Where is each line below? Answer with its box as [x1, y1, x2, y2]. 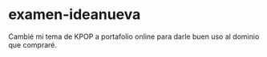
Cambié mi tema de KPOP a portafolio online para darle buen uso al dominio [8, 32, 260, 41]
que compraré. [8, 40, 58, 49]
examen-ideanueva [8, 6, 141, 24]
